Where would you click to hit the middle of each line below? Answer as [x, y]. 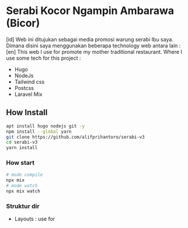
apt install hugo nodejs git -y [45, 126]
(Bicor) [23, 23]
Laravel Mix [28, 94]
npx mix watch [23, 191]
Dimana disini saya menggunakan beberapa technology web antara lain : [93, 46]
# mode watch [22, 186]
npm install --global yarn [39, 132]
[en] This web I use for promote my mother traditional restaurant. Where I [94, 51]
